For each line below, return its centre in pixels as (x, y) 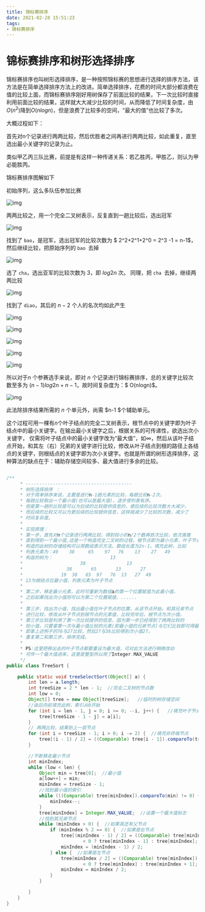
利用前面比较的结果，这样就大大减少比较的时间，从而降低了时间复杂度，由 (100, 102)
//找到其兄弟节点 (58, 818)
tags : (13, 23)
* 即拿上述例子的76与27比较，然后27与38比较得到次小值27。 (86, 632)
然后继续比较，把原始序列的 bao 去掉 (53, 248)
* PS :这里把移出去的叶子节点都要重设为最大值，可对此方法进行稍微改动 (97, 649)
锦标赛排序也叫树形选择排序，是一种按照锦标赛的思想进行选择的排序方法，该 (103, 80)
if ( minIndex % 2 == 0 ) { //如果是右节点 (102, 830)
